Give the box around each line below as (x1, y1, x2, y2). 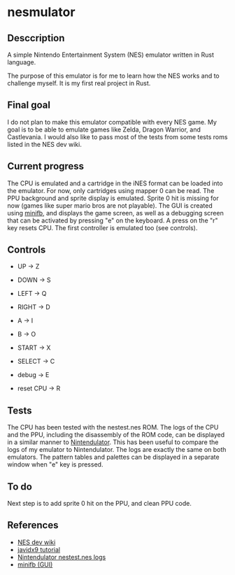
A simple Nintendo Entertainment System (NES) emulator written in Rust (7, 50, 215, 59)
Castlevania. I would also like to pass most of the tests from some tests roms (7, 132, 228, 141)
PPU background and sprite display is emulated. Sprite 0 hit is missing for (7, 194, 219, 202)
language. (7, 58, 36, 66)
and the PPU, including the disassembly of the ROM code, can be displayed (7, 431, 225, 439)
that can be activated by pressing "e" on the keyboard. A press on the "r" (7, 216, 218, 225)
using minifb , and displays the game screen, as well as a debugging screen (7, 208, 224, 217)
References (7, 519, 59, 532)
